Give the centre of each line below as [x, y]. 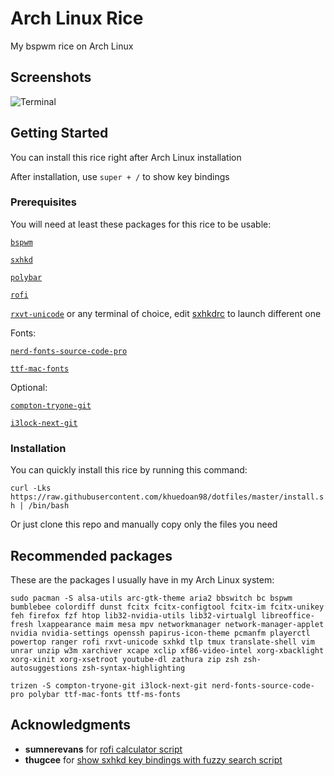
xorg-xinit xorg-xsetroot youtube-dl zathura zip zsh [125, 659]
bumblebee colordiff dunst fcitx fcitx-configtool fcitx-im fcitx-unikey [167, 607]
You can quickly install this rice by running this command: [129, 470]
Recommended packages [91, 555]
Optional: [29, 387]
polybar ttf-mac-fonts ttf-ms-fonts [105, 694]
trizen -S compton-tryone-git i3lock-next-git [109, 685]
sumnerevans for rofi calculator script [103, 749]
